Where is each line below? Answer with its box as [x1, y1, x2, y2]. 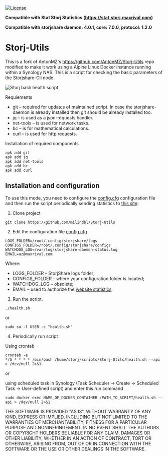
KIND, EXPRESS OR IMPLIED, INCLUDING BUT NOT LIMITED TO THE [5, 414, 147, 420]
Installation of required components [5, 140, 79, 146]
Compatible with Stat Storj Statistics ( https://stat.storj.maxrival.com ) [5, 15, 153, 20]
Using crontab [5, 343, 35, 349]
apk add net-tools [5, 159, 44, 164]
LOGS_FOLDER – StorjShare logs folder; [12, 270, 95, 276]
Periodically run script [12, 333, 58, 339]
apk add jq [5, 154, 28, 160]
